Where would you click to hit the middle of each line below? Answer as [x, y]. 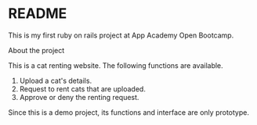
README [38, 14]
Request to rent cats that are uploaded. [83, 89]
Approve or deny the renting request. [79, 97]
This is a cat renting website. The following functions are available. [116, 65]
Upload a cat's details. [56, 80]
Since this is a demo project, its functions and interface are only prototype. [128, 112]
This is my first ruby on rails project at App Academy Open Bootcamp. [121, 35]
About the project [36, 50]
